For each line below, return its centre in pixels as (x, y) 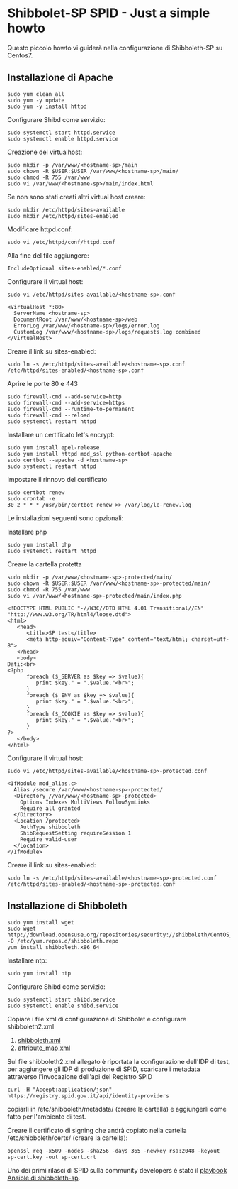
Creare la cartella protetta (45, 564)
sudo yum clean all (36, 94)
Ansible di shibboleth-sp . (44, 1178)
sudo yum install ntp (39, 973)
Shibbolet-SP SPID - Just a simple (109, 13)
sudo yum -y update (36, 100)
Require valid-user (49, 839)
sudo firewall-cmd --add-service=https (66, 402)
